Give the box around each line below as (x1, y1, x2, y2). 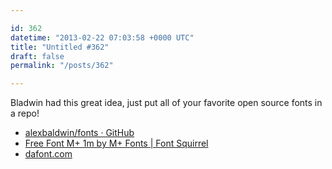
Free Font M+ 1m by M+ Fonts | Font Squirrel (24, 137, 209, 150)
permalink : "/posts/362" (10, 61, 114, 71)
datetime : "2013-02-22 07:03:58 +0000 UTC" (10, 32, 195, 43)
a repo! (10, 107, 40, 120)
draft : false (10, 51, 65, 61)
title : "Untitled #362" (10, 42, 110, 52)
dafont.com (24, 148, 73, 160)
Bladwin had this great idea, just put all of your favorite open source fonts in (10, 97, 323, 109)
